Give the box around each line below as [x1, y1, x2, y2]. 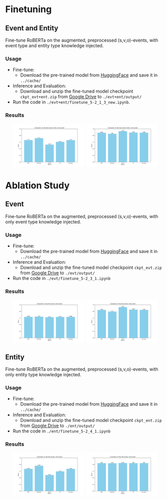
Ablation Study [5, 180, 70, 191]
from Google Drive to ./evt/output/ [20, 270, 95, 276]
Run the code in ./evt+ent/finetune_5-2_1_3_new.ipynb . [12, 99, 130, 105]
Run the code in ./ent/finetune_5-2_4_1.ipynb [12, 428, 111, 434]
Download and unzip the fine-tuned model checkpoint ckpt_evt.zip [20, 264, 162, 270]
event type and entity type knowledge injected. [5, 43, 104, 49]
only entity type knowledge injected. [5, 371, 82, 377]
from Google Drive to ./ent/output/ [20, 422, 95, 429]
